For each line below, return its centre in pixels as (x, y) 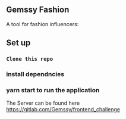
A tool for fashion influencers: (42, 24)
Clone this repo (30, 59)
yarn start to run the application (53, 90)
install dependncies (35, 74)
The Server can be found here (43, 103)
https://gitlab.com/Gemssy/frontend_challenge (63, 109)
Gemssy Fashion (38, 10)
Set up (18, 43)
